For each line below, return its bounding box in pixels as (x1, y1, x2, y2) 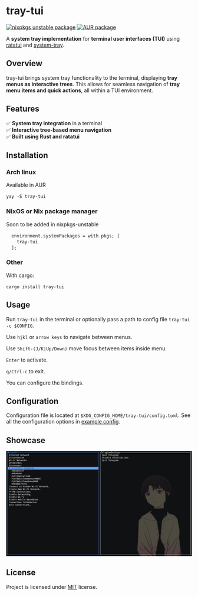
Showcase (6, 435, 46, 445)
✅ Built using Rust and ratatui (6, 133, 80, 140)
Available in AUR (6, 181, 46, 188)
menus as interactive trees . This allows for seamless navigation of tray (6, 80, 180, 87)
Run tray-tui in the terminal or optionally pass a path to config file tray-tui (6, 315, 190, 323)
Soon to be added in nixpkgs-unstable (6, 220, 99, 228)
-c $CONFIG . (6, 322, 34, 329)
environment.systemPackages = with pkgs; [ (11, 233, 120, 239)
